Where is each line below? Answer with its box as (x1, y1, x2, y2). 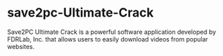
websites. (7, 42, 35, 50)
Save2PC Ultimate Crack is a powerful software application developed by (7, 28, 217, 36)
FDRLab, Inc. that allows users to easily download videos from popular (7, 35, 208, 43)
